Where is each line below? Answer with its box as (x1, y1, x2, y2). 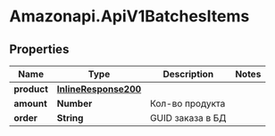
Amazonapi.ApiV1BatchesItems (9, 6, 250, 27)
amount (13, 98, 47, 109)
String (56, 112, 84, 124)
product (13, 83, 49, 95)
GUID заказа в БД (150, 112, 227, 124)
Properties (9, 42, 70, 57)
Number (56, 98, 93, 109)
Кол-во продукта (150, 98, 226, 109)
